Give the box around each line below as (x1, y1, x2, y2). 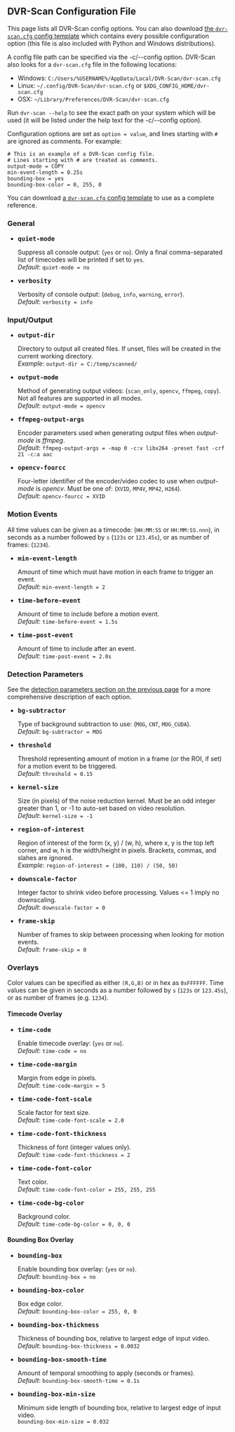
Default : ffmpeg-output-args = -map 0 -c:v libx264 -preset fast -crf (17, 443, 225, 452)
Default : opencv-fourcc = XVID (17, 492, 106, 500)
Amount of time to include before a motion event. (17, 610, 160, 618)
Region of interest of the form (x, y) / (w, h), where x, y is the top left (17, 838, 215, 847)
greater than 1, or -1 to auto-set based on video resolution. (17, 804, 186, 812)
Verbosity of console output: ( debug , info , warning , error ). (17, 290, 184, 299)
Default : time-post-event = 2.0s (17, 652, 112, 660)
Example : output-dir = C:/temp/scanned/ (17, 359, 138, 368)
